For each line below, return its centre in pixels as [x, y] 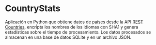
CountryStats [33, 8]
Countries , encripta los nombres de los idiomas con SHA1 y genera [72, 27]
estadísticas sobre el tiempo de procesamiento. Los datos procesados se [78, 32]
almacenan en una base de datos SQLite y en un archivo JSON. [68, 37]
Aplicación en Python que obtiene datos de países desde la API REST [74, 22]
